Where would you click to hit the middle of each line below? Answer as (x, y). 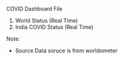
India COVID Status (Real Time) (54, 27)
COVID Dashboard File (34, 9)
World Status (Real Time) (46, 20)
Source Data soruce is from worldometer (66, 50)
